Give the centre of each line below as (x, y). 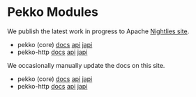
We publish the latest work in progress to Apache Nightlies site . (98, 31)
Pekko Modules (53, 12)
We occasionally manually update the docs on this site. (86, 65)
